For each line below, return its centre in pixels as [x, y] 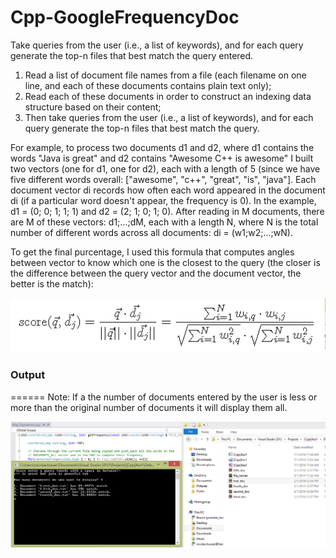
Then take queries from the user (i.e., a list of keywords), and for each [169, 117]
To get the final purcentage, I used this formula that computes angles [152, 252]
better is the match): [52, 283]
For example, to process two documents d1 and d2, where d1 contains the [162, 147]
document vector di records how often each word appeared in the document [168, 190]
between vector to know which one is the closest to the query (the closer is [165, 262]
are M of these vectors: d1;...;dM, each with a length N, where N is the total [164, 222]
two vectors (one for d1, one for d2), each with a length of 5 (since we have [165, 168]
